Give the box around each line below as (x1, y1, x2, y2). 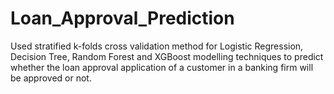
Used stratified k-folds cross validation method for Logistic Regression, (10, 40, 304, 52)
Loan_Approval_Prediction (10, 7, 235, 30)
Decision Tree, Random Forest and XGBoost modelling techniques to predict (10, 50, 324, 62)
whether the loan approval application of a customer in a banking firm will (10, 61, 314, 73)
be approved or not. (10, 72, 92, 84)
